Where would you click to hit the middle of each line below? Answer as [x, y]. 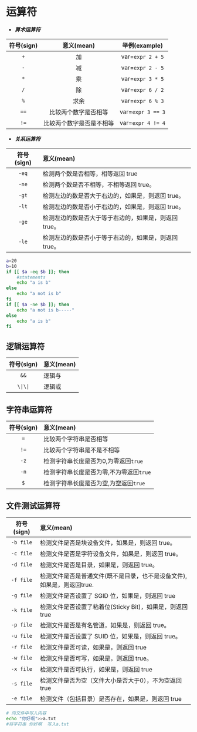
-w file [21, 658]
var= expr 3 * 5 [142, 78]
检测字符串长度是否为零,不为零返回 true [97, 472]
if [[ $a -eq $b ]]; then [38, 271]
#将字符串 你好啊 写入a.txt [38, 724]
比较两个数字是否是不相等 [79, 123]
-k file [21, 610]
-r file [21, 647]
